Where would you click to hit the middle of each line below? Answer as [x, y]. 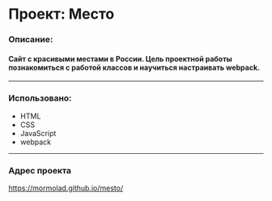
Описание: [31, 40]
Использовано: [40, 98]
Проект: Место [62, 14]
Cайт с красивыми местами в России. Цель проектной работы [120, 58]
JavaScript [38, 133]
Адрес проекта [40, 170]
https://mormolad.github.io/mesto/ [66, 188]
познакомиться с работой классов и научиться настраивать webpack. [134, 67]
